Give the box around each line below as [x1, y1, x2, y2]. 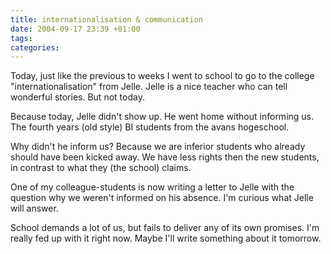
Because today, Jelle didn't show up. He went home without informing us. [10, 111, 315, 123]
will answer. [10, 202, 59, 215]
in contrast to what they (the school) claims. [10, 162, 192, 174]
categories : [10, 42, 60, 53]
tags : [10, 33, 33, 43]
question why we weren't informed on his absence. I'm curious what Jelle [10, 192, 314, 204]
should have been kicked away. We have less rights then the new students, [10, 151, 320, 163]
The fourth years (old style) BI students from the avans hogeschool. [10, 121, 290, 133]
